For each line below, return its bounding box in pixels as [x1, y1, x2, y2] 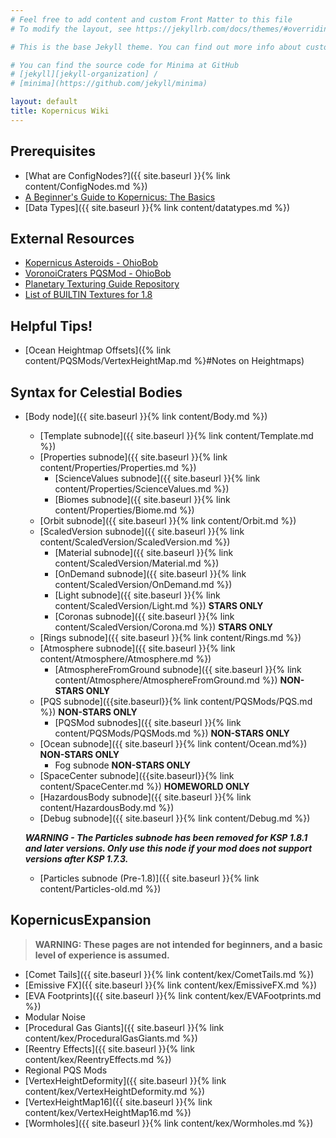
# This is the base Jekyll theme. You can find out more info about [10, 42, 302, 52]
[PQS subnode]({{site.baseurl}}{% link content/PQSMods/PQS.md [39, 696, 313, 707]
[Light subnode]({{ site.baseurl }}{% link [54, 589, 221, 601]
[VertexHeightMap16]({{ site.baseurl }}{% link [24, 1096, 213, 1108]
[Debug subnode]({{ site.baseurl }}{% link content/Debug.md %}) [39, 812, 311, 824]
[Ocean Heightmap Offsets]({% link [24, 344, 172, 356]
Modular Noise [24, 1011, 87, 1023]
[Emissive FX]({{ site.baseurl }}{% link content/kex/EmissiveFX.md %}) [24, 979, 318, 991]
